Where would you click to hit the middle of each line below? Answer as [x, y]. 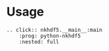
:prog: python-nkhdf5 [50, 36]
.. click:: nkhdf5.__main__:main [54, 30]
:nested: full [39, 41]
